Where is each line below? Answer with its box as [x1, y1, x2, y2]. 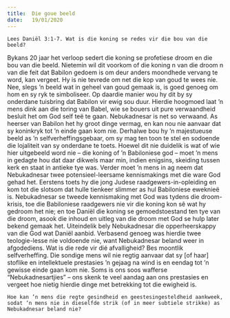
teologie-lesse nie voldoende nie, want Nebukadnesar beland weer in [7, 236, 205, 244]
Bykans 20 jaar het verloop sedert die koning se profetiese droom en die [7, 53, 213, 62]
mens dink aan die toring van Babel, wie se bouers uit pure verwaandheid [7, 105, 216, 113]
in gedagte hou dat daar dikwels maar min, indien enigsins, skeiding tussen [7, 156, 220, 164]
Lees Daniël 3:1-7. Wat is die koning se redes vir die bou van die [7, 35, 208, 42]
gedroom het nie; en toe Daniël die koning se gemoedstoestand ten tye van [7, 207, 220, 215]
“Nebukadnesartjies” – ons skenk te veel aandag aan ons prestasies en [7, 273, 209, 281]
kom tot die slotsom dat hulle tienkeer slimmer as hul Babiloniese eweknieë [7, 185, 220, 193]
